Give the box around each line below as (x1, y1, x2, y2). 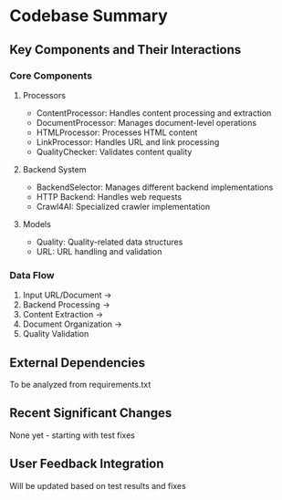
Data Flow (9, 268, 55, 281)
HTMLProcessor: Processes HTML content (36, 127, 198, 138)
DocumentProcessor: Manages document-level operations (36, 117, 257, 128)
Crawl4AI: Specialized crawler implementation (36, 201, 211, 212)
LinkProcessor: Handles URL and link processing (36, 136, 220, 147)
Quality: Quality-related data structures (36, 236, 183, 247)
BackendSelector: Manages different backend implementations (36, 182, 274, 193)
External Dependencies (9, 355, 146, 370)
